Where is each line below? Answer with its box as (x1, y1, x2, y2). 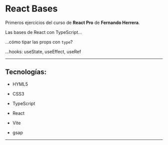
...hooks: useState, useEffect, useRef (5, 48, 81, 54)
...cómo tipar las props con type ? (5, 38, 73, 45)
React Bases (5, 3, 58, 14)
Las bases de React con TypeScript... (5, 29, 82, 35)
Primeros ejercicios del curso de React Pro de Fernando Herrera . (5, 19, 140, 25)
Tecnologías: (5, 68, 46, 76)
